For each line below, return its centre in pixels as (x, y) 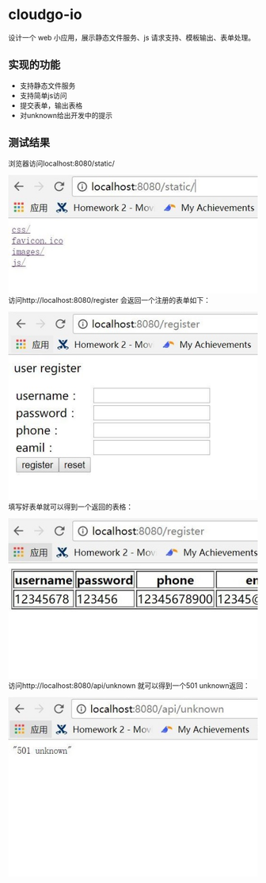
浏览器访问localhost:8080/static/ (61, 163)
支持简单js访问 (43, 95)
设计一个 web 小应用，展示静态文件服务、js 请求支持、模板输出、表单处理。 (132, 37)
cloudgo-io (46, 15)
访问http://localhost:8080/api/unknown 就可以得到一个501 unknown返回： (129, 685)
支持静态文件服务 (47, 86)
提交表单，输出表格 (51, 105)
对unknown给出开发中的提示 (66, 115)
